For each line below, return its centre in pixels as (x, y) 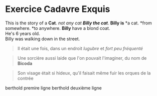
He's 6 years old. (23, 33)
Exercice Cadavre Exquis (58, 9)
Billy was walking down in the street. (43, 39)
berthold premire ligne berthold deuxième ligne (54, 88)
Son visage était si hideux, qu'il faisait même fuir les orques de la (84, 73)
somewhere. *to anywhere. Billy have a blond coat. (58, 28)
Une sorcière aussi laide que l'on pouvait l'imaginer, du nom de (82, 58)
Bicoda (25, 63)
